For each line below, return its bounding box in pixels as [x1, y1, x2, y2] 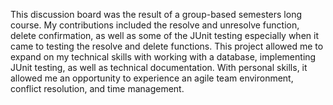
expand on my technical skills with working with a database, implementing [10, 51, 317, 63]
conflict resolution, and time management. [10, 83, 185, 94]
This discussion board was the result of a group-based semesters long [10, 9, 302, 20]
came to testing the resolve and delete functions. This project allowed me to [10, 40, 324, 52]
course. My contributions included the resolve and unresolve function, [10, 19, 300, 31]
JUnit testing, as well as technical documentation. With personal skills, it [10, 62, 308, 73]
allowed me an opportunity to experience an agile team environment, [10, 72, 294, 84]
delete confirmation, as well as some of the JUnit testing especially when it [10, 30, 319, 41]
